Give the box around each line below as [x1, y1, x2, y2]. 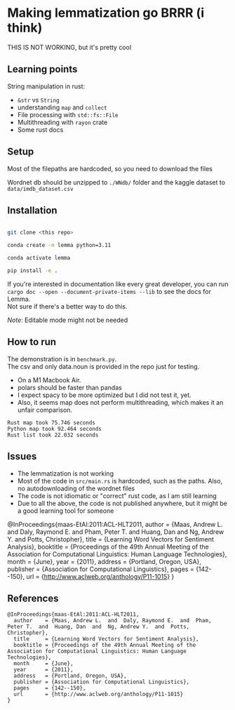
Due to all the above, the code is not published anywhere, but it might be [17, 499, 228, 507]
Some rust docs [17, 125, 64, 134]
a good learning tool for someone [17, 507, 114, 515]
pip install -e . [7, 267, 58, 274]
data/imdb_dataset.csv [7, 185, 74, 192]
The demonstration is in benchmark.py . [7, 354, 117, 363]
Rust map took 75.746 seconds [7, 419, 96, 426]
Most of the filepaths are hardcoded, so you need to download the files [7, 164, 213, 173]
